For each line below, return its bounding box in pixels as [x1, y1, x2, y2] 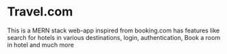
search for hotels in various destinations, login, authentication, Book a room [7, 33, 221, 41]
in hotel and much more [7, 40, 74, 49]
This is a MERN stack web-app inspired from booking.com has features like [7, 26, 220, 34]
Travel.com [7, 4, 73, 20]
